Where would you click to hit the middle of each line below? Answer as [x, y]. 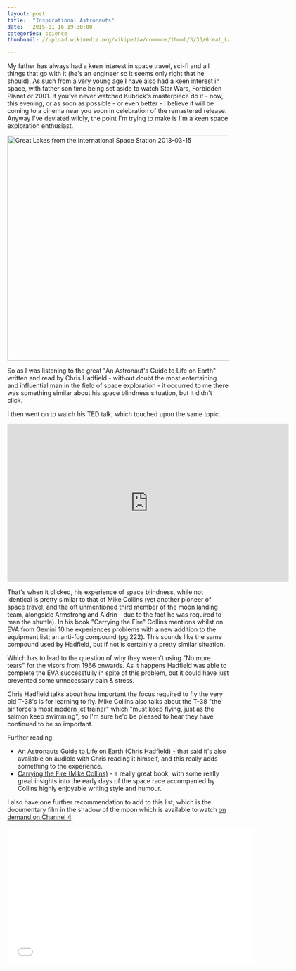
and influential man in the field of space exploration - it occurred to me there [118, 386]
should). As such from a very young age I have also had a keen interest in [114, 81]
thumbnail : [23, 40]
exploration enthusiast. [40, 126]
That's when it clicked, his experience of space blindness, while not [105, 592]
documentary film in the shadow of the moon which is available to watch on [117, 810]
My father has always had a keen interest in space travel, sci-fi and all [108, 66]
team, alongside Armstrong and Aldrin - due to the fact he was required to [115, 615]
